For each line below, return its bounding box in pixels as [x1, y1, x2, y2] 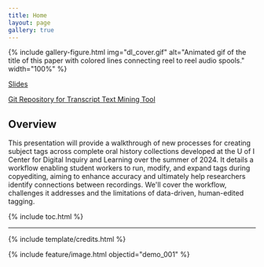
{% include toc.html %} [8, 212, 84, 221]
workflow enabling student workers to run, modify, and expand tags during [8, 163, 251, 173]
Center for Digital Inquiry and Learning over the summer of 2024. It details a [8, 155, 254, 165]
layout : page [8, 19, 51, 27]
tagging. [8, 197, 35, 207]
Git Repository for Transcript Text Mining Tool [8, 95, 156, 104]
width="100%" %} [8, 64, 68, 74]
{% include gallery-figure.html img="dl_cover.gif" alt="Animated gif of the [8, 48, 247, 57]
